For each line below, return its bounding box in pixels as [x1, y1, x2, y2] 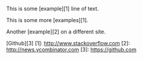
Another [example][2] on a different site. [6, 28, 106, 35]
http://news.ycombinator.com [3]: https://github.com [6, 46, 137, 53]
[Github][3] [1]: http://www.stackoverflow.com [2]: [6, 40, 130, 46]
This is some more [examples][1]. [6, 17, 88, 23]
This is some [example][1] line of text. [6, 5, 99, 12]
